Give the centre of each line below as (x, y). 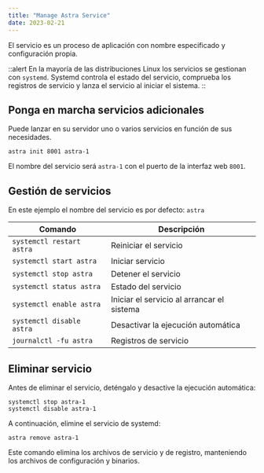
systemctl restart (46, 242)
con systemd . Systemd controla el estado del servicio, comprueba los (120, 77)
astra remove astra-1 (44, 438)
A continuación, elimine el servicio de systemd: (84, 423)
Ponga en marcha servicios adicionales (106, 110)
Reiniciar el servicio (147, 246)
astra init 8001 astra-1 (49, 152)
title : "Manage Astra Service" (59, 15)
